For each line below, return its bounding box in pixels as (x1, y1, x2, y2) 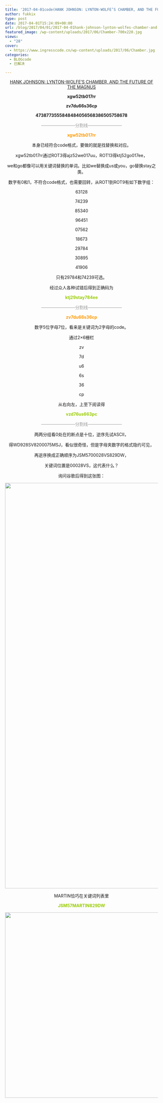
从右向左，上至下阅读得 (58, 402, 105, 408)
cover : (5, 43, 18, 48)
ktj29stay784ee (65, 295, 98, 301)
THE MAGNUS (67, 84, 96, 90)
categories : (5, 52, 29, 57)
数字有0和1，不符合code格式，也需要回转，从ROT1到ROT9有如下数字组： (8, 179, 155, 185)
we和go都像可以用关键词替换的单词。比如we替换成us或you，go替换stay (7, 163, 152, 169)
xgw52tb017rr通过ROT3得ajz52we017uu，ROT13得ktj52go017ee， (15, 153, 148, 159)
